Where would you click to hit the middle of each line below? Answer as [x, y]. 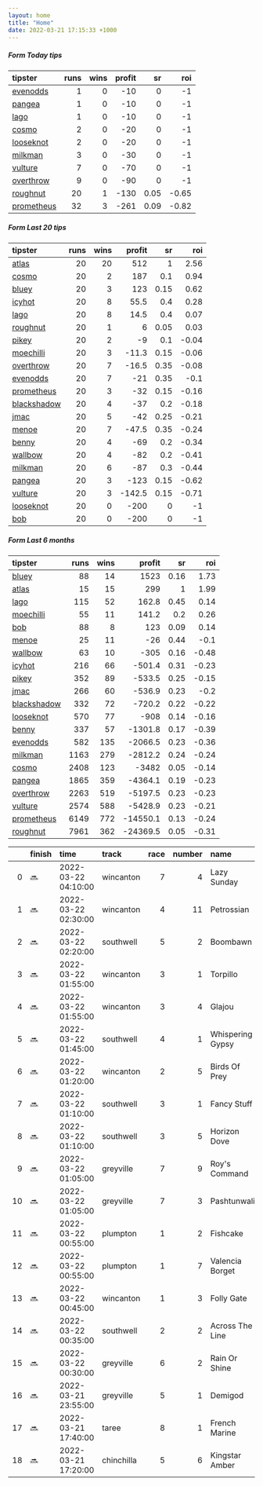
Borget [223, 1271]
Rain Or [224, 1358]
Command [229, 1173]
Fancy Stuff [231, 1104]
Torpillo [224, 975]
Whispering [231, 1034]
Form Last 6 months [41, 540]
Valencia [226, 1261]
